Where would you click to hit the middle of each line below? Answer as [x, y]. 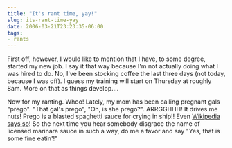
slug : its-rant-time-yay [43, 20]
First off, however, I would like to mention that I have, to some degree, [106, 59]
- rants [18, 39]
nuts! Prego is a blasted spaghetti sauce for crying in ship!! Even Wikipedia [114, 117]
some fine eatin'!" [33, 138]
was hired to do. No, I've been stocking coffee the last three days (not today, [116, 74]
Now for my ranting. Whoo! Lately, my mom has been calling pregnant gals [114, 102]
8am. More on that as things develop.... [63, 89]
